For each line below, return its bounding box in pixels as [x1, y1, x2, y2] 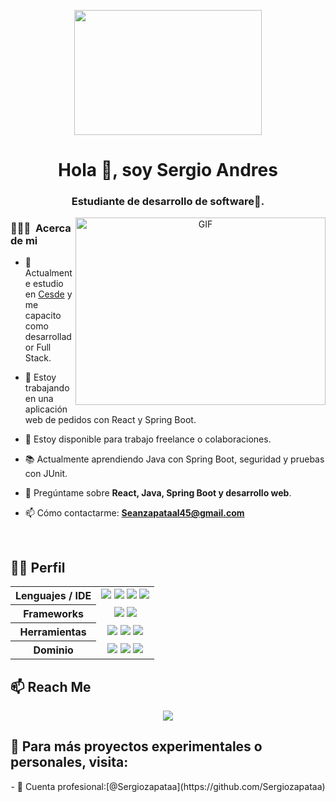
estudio [32, 278, 64, 290]
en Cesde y [24, 288, 73, 300]
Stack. [24, 352, 52, 364]
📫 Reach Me [10, 678, 92, 695]
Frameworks [23, 607, 85, 621]
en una [24, 393, 54, 405]
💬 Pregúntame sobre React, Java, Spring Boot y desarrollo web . [24, 487, 292, 499]
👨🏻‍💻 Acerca [10, 221, 72, 235]
